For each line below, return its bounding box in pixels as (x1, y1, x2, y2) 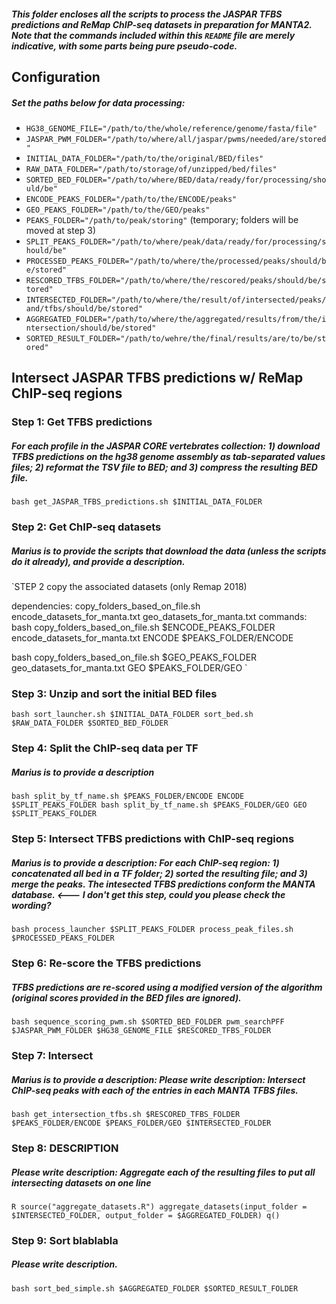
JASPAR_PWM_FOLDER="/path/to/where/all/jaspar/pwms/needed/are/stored (25, 134, 327, 144)
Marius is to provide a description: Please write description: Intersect (11, 1073, 306, 1085)
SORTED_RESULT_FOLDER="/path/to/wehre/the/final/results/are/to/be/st (25, 333, 327, 344)
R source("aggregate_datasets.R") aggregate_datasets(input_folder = (11, 1201, 308, 1212)
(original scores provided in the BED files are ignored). (11, 991, 242, 1004)
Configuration (11, 68, 101, 85)
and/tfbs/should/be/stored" (25, 303, 143, 314)
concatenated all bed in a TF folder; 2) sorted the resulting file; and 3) (11, 867, 308, 879)
